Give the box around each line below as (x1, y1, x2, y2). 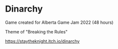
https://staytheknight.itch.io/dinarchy (5, 38, 80, 44)
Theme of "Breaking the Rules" (5, 29, 68, 34)
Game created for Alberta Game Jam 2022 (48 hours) (5, 19, 114, 25)
